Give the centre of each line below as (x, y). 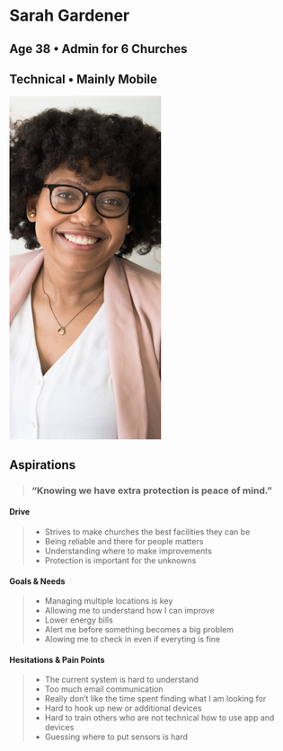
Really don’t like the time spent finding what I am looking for (155, 699)
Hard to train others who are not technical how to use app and (159, 718)
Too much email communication (104, 689)
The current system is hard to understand (122, 680)
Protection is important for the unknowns (120, 560)
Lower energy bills (79, 620)
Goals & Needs (37, 581)
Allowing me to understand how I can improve (130, 611)
